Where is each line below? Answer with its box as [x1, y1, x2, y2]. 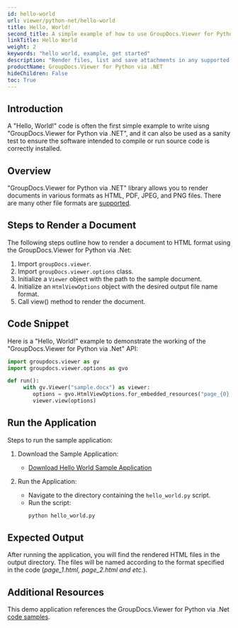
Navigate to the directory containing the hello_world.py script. [28, 491, 211, 499]
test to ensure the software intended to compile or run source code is [7, 136, 210, 146]
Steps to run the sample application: [7, 435, 113, 444]
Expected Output [7, 531, 84, 543]
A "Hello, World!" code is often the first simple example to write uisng [7, 121, 210, 130]
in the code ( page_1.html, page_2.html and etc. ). [7, 565, 147, 574]
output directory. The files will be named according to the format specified [7, 558, 225, 567]
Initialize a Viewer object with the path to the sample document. [17, 274, 203, 283]
